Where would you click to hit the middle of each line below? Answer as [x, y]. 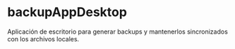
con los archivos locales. [43, 38]
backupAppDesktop [67, 12]
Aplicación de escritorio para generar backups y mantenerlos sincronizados [117, 31]
